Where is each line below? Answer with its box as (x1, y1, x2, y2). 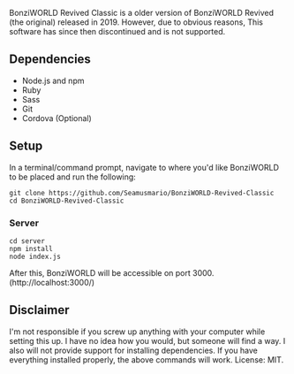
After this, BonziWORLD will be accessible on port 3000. (9, 267, 215, 278)
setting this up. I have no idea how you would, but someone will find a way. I (9, 335, 286, 346)
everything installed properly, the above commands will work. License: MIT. (9, 354, 284, 365)
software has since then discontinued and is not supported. (9, 27, 226, 36)
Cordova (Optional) (21, 112, 93, 123)
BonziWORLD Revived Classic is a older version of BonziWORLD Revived (9, 8, 275, 18)
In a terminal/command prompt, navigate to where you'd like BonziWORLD (9, 162, 280, 172)
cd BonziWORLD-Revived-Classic (9, 196, 124, 205)
